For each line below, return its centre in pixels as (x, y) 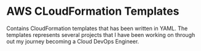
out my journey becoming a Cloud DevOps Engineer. (73, 41)
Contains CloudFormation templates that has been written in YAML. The (97, 28)
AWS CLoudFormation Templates (93, 11)
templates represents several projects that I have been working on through (101, 34)
